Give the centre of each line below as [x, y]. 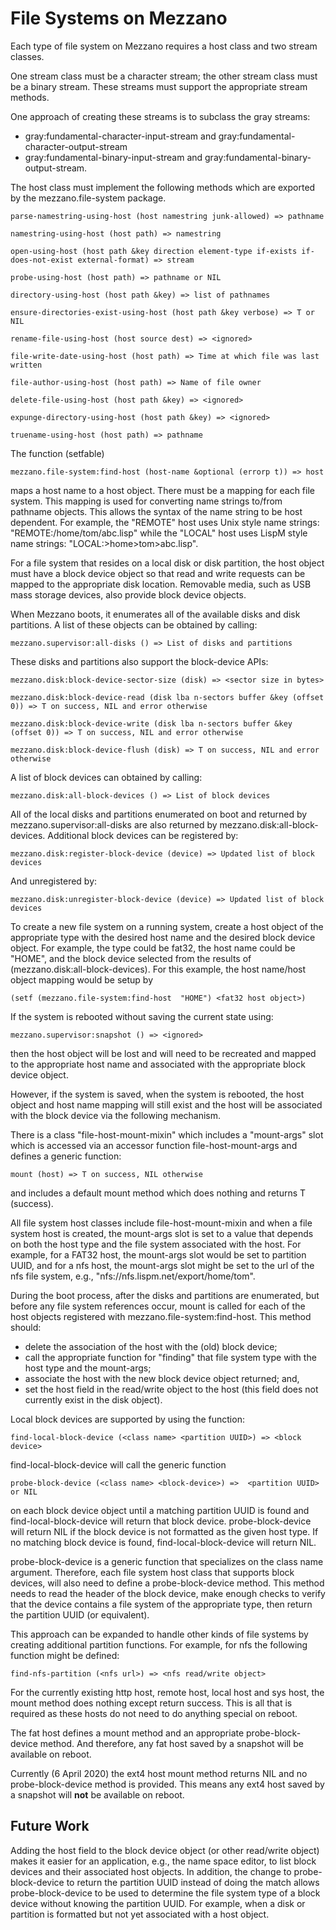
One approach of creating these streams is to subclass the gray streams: [160, 116]
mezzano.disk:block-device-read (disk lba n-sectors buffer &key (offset [167, 697]
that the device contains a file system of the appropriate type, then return [161, 1604]
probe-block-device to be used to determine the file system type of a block [165, 1893]
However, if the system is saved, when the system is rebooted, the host [157, 1094]
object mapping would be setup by [82, 979]
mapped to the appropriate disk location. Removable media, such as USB [161, 584]
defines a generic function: [66, 1156]
